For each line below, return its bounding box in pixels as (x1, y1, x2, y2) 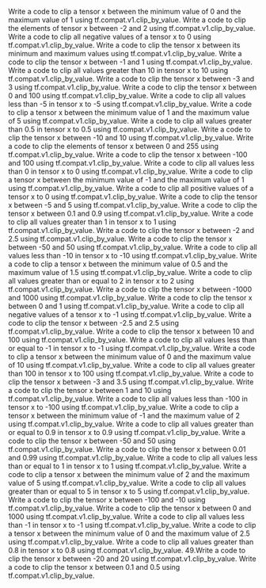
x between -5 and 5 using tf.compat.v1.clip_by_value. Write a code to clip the (8, 200, 257, 209)
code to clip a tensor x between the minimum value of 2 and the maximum (8, 470, 250, 479)
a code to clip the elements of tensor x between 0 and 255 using (8, 142, 219, 151)
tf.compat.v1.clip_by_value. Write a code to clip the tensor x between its (8, 40, 241, 50)
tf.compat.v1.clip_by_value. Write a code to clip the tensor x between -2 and (8, 226, 255, 235)
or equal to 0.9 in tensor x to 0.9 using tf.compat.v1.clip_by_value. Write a (8, 428, 245, 437)
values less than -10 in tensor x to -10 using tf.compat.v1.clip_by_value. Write (8, 251, 257, 260)
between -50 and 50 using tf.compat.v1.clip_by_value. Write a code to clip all (8, 242, 257, 252)
